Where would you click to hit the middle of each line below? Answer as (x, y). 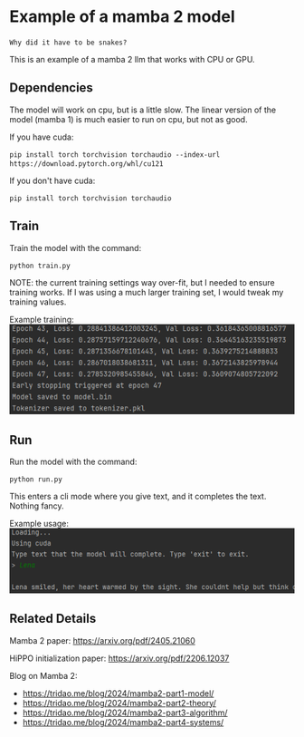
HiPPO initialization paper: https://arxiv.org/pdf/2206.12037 (119, 658)
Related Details (53, 619)
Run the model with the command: (73, 462)
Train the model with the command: (76, 247)
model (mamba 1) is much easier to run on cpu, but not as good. (128, 119)
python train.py (40, 266)
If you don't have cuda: (52, 180)
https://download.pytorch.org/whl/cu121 (87, 164)
